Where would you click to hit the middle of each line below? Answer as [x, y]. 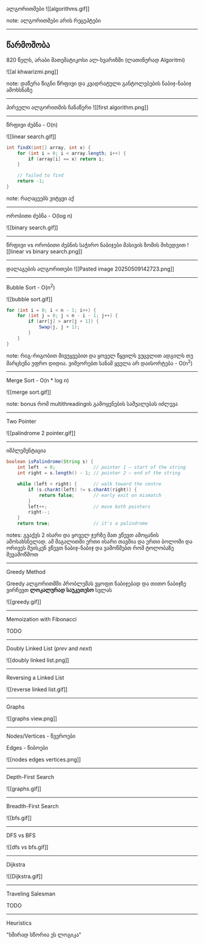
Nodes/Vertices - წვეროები [41, 736]
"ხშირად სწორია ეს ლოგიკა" [44, 935]
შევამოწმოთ [22, 554]
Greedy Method [26, 572]
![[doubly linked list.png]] [38, 660]
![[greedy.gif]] [24, 602]
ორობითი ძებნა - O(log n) [39, 215]
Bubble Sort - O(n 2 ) [31, 286]
